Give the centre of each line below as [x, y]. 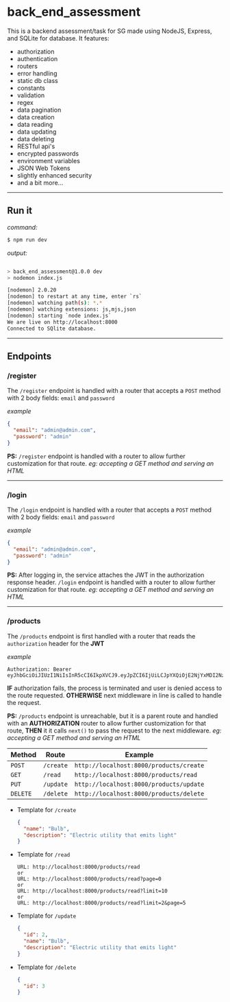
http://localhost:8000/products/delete [139, 794]
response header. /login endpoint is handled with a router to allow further [111, 582]
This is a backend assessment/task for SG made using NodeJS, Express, [110, 31]
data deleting [36, 139]
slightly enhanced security [54, 175]
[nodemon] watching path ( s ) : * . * [55, 303]
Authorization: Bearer [39, 669]
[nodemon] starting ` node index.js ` [59, 315]
